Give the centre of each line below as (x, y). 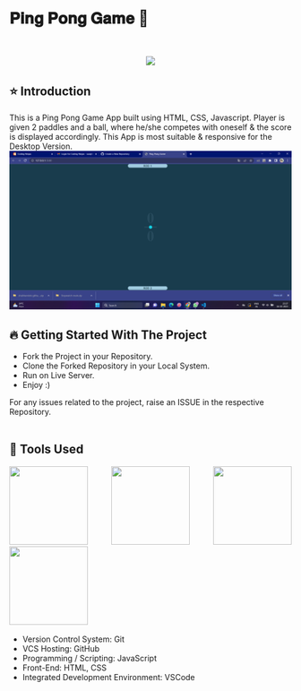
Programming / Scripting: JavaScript (89, 658)
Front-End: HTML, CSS (64, 668)
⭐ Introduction (50, 92)
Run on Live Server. (58, 376)
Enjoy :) (36, 385)
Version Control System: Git (73, 639)
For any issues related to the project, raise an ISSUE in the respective (137, 402)
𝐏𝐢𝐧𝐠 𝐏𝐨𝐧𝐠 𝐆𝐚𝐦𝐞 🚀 (79, 18)
